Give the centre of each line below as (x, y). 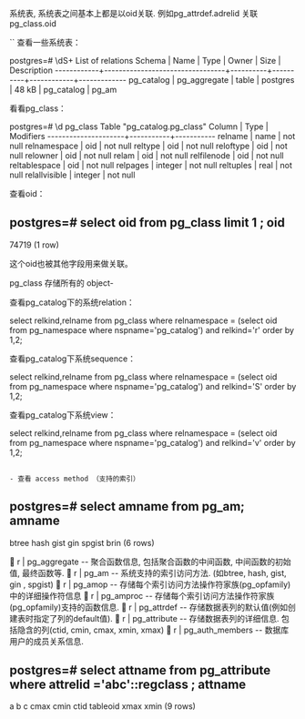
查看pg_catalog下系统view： (63, 415)
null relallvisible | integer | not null (72, 175)
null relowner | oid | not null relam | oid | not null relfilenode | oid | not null (147, 156)
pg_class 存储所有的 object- (61, 283)
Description (31, 70)
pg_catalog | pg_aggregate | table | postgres (212, 80)
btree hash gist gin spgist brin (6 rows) (82, 542)
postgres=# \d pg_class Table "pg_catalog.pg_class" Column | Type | (139, 127)
